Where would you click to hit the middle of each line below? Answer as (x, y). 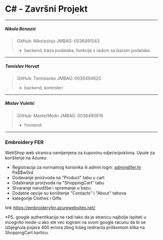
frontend (33, 125)
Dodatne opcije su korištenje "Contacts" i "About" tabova (69, 193)
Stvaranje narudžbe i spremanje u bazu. (52, 188)
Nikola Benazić (21, 29)
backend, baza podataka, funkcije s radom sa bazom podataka (87, 50)
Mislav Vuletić (20, 103)
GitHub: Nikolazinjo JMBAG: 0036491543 (58, 41)
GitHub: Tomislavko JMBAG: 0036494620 (59, 78)
